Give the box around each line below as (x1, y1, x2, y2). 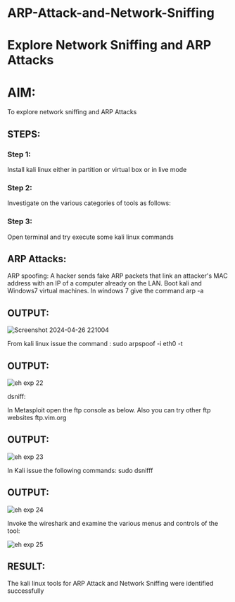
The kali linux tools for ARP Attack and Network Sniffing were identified (7, 579, 214, 588)
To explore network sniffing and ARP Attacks (7, 108, 137, 116)
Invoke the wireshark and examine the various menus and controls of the (7, 519, 219, 527)
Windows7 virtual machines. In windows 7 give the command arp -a (7, 287, 204, 295)
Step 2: (7, 183, 33, 192)
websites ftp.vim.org (7, 414, 67, 422)
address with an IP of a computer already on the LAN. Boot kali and (7, 279, 202, 288)
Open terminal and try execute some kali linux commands (7, 233, 174, 241)
